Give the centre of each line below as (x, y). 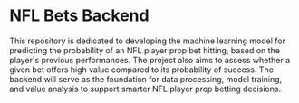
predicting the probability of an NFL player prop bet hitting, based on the (145, 50)
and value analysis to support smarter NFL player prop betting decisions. (145, 89)
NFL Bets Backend (79, 16)
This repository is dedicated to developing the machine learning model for (147, 41)
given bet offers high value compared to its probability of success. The (142, 70)
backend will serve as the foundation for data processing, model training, (146, 79)
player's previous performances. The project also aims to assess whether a (150, 60)
